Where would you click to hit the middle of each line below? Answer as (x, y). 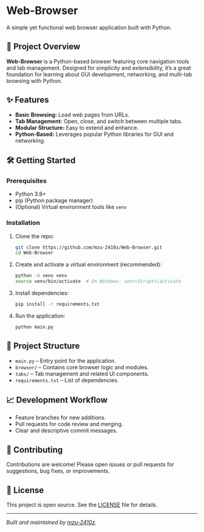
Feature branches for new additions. (60, 417)
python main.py (34, 327)
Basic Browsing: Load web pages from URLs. (72, 115)
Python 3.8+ (31, 194)
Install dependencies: (42, 293)
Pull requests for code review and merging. (69, 424)
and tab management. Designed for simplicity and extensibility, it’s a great (99, 68)
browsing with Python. (34, 80)
